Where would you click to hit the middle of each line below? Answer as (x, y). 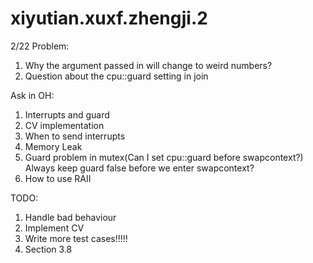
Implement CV (54, 228)
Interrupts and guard (67, 114)
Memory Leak (53, 146)
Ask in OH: (32, 95)
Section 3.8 (48, 249)
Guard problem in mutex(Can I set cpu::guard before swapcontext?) (164, 157)
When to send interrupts (75, 136)
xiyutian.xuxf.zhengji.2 (109, 18)
